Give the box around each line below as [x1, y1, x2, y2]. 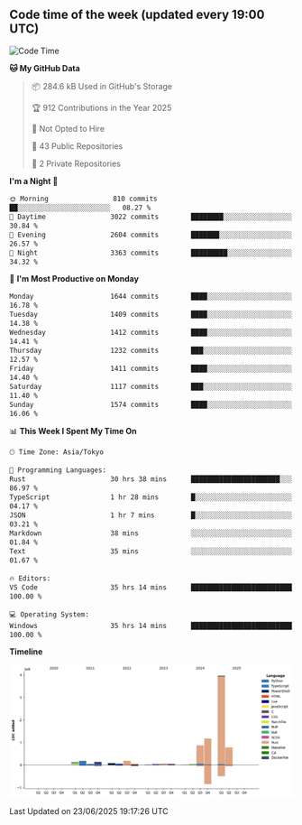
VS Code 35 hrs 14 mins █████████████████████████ [9, 582, 293, 592]
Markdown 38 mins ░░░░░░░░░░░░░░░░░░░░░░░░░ [9, 528, 293, 538]
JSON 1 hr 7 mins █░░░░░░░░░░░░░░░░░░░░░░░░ [9, 510, 293, 520]
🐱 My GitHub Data [9, 62, 81, 73]
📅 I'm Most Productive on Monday [9, 273, 140, 283]
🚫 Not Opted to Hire [31, 123, 105, 134]
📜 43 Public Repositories [31, 140, 124, 152]
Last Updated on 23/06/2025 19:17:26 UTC [9, 805, 169, 816]
